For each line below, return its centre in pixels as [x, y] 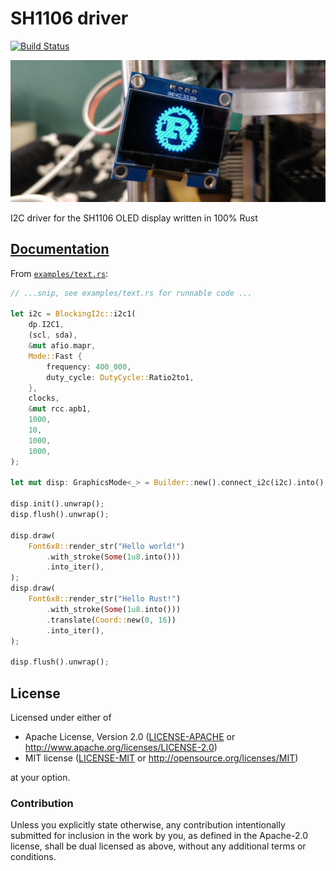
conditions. [33, 857]
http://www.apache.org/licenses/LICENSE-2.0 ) [121, 747]
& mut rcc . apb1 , [60, 409]
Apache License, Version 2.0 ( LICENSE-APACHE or [130, 736]
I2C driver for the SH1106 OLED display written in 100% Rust [134, 218]
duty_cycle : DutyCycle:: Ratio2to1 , [120, 377]
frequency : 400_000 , [89, 367]
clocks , [44, 398]
